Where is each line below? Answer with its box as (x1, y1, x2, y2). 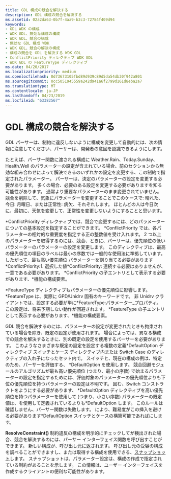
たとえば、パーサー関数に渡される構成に (5, 156, 90, 163)
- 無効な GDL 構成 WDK (5, 41, 50, 46)
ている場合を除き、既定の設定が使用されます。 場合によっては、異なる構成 (5, 330, 162, 336)
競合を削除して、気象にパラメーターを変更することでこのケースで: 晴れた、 (5, 195, 163, 201)
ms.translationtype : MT (5, 83, 56, 88)
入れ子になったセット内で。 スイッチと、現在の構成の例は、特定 (27, 355, 162, 361)
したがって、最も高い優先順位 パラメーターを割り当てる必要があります (5, 257, 154, 263)
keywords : (5, 21, 26, 27)
